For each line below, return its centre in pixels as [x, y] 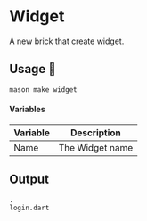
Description [96, 133]
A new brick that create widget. [67, 41]
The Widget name [96, 147]
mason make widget [43, 90]
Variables [28, 110]
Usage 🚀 [33, 69]
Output [29, 180]
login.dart [29, 208]
